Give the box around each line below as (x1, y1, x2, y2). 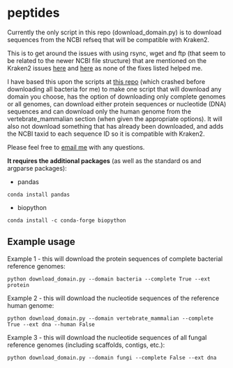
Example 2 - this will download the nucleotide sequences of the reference (7, 294, 220, 302)
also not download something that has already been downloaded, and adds (7, 122, 224, 130)
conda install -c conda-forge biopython (7, 217, 127, 224)
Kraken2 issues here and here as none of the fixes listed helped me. (7, 64, 203, 72)
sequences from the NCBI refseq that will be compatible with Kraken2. (7, 35, 210, 43)
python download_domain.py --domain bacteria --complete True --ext (7, 275, 211, 283)
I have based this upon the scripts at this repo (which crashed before (7, 77, 206, 85)
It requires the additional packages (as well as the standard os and (7, 156, 202, 165)
